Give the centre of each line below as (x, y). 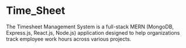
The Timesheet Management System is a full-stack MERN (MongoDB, (90, 27)
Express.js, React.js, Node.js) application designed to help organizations (93, 32)
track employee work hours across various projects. (69, 39)
